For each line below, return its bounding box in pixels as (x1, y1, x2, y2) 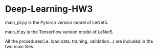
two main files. (5, 43, 35, 49)
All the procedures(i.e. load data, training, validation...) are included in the (5, 38, 153, 44)
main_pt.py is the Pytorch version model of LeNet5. (5, 19, 109, 25)
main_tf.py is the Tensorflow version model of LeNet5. (5, 29, 114, 35)
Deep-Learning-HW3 (5, 3, 93, 15)
